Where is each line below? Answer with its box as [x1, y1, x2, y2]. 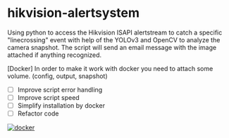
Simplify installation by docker [17, 101, 106, 110]
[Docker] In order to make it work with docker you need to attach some [7, 64, 213, 73]
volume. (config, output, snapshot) [7, 72, 108, 80]
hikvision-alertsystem [7, 5, 140, 21]
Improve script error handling [17, 85, 103, 94]
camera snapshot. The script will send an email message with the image [7, 43, 217, 51]
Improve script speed [17, 94, 80, 101]
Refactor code [17, 109, 59, 118]
